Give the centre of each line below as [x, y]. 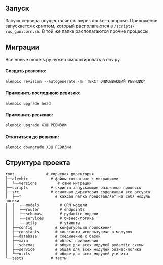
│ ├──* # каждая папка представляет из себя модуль [78, 197]
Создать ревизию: [26, 71]
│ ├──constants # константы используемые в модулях [69, 232]
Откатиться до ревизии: [32, 137]
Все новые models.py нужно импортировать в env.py [63, 59]
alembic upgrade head [28, 104]
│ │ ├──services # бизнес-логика [50, 219]
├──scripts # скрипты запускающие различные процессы [73, 188]
